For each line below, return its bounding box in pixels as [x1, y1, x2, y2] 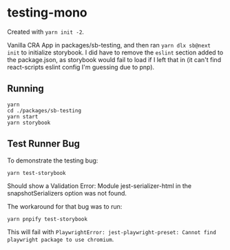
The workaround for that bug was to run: [7, 202, 123, 211]
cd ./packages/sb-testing [7, 107, 81, 114]
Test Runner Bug [7, 138, 81, 149]
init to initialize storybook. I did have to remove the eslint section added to [7, 48, 224, 56]
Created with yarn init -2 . [7, 28, 85, 36]
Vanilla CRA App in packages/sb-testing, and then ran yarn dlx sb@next [7, 41, 211, 49]
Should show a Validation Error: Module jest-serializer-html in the [7, 181, 191, 190]
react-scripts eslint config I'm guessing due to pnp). [7, 63, 155, 71]
